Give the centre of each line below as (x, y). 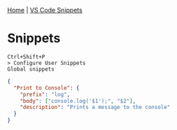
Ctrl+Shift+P (26, 57)
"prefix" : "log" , (45, 94)
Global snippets (31, 69)
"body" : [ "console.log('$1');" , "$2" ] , (78, 101)
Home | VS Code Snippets (45, 10)
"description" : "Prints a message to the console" (95, 108)
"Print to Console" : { (47, 88)
